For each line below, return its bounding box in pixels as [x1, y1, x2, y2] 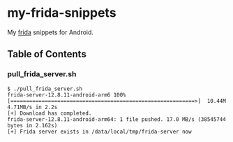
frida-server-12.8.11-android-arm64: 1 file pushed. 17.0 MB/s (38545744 [7, 115, 227, 123]
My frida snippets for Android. [7, 28, 94, 36]
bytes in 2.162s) [7, 122, 58, 129]
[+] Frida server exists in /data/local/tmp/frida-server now [7, 128, 192, 135]
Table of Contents [7, 48, 87, 60]
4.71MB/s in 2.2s [7, 104, 58, 111]
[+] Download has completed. [7, 110, 92, 117]
